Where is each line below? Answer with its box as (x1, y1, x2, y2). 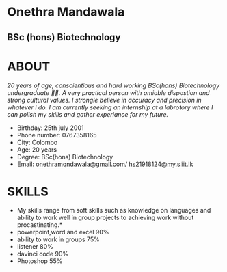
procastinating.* (16, 221, 63, 229)
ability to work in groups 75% (16, 235, 101, 243)
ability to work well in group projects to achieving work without (16, 213, 194, 222)
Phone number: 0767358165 (16, 131, 97, 139)
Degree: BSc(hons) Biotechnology (16, 152, 113, 161)
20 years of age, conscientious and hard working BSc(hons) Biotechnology (7, 81, 220, 90)
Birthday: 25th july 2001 (16, 124, 84, 132)
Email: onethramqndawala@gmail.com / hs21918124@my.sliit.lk (16, 160, 193, 168)
